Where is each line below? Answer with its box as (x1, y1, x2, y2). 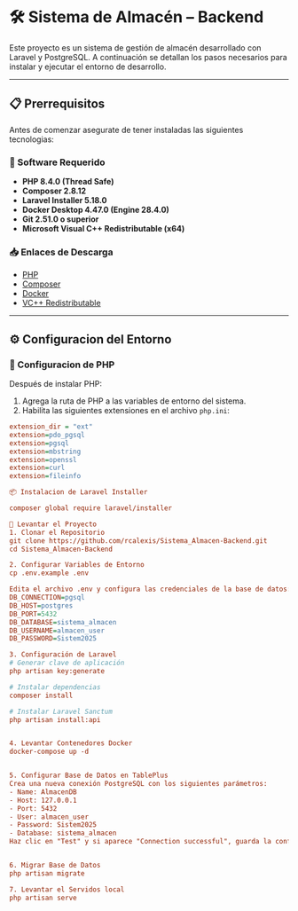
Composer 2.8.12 (21, 185, 87, 196)
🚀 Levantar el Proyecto (9, 520, 98, 529)
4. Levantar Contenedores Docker (9, 739, 133, 748)
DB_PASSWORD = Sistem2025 (9, 634, 98, 643)
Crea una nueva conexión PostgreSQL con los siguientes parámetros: (9, 780, 268, 789)
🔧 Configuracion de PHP (9, 358, 115, 371)
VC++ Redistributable (21, 298, 101, 309)
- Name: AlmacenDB (9, 787, 77, 797)
